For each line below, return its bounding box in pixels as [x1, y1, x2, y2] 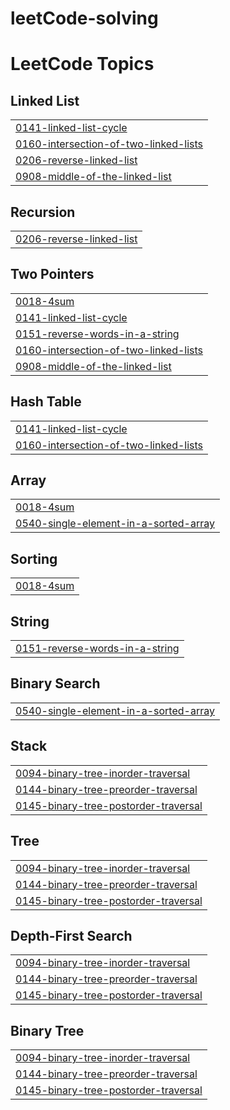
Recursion [10, 203, 76, 221]
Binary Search [10, 675, 101, 692]
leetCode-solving [10, 7, 159, 30]
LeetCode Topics [10, 53, 155, 76]
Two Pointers [10, 266, 95, 283]
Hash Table [10, 393, 82, 411]
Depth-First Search [10, 927, 133, 944]
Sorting [10, 550, 58, 567]
